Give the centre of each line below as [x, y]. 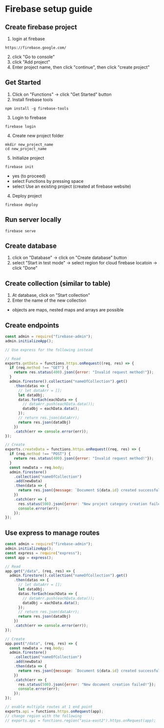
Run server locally [33, 220]
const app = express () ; [29, 558]
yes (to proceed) [29, 176]
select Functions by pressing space [48, 181]
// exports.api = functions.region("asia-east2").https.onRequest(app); [81, 720]
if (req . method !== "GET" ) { [39, 368]
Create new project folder [38, 135]
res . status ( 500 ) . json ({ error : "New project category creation [82, 504]
